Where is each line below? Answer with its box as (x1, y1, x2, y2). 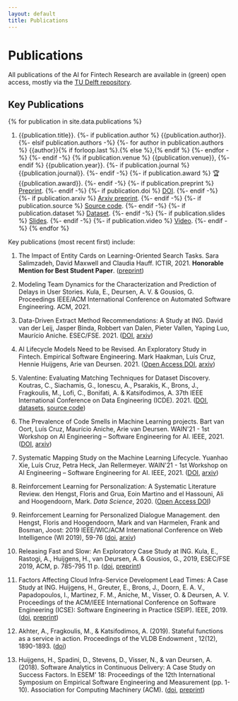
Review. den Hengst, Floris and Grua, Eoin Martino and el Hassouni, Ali (18, 490, 224, 498)
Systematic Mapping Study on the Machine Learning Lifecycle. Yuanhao (18, 453, 228, 462)
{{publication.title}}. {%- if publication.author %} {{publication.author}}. (18, 131, 227, 140)
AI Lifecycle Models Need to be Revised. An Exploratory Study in (18, 345, 207, 354)
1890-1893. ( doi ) (18, 642, 66, 650)
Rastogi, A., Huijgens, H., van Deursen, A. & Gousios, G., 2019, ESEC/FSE (18, 555, 230, 563)
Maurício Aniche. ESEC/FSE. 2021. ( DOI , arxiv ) (18, 331, 154, 340)
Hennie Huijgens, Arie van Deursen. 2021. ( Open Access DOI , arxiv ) (18, 360, 216, 369)
